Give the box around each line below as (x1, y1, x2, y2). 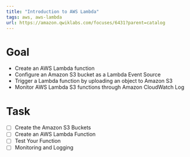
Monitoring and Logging (14, 144, 74, 151)
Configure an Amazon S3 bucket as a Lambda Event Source (14, 71, 161, 78)
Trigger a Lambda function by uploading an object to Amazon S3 (14, 78, 173, 85)
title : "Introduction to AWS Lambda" (6, 8, 99, 15)
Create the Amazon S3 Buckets (14, 124, 91, 131)
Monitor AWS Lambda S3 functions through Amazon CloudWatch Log (14, 84, 185, 91)
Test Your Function (14, 137, 61, 145)
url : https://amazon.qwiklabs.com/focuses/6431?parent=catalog (6, 20, 166, 25)
